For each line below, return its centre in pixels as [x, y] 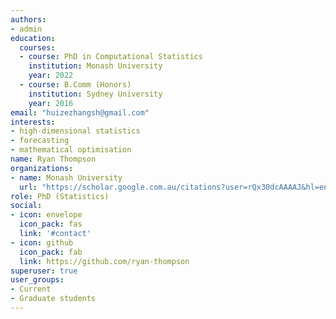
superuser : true [44, 271]
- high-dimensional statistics [75, 131]
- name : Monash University [66, 177]
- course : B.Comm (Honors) [75, 85]
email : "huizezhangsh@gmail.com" [80, 112]
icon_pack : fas [51, 224]
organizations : [42, 168]
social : [26, 206]
